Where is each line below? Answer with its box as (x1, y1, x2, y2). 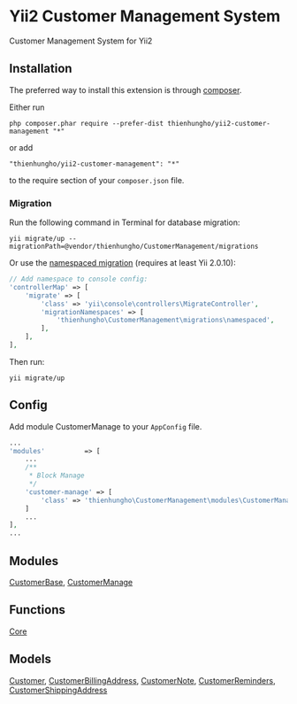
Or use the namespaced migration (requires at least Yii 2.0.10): (9, 258, 236, 268)
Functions (9, 602, 66, 617)
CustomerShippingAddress (9, 685, 108, 695)
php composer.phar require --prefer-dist (9, 119, 164, 128)
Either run (9, 102, 45, 112)
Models (9, 652, 51, 667)
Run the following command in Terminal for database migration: (9, 217, 240, 228)
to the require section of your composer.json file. (9, 174, 185, 185)
